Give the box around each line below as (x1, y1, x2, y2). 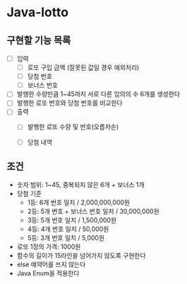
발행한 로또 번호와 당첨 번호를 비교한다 (16, 98, 123, 107)
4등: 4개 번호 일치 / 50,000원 (27, 225, 109, 234)
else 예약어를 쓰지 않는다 (16, 260, 86, 269)
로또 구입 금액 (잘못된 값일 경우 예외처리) (27, 63, 140, 72)
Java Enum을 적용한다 (16, 269, 80, 278)
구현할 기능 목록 (6, 34, 71, 46)
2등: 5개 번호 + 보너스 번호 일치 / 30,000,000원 (27, 207, 159, 216)
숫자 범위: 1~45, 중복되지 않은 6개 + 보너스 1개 (16, 181, 145, 189)
